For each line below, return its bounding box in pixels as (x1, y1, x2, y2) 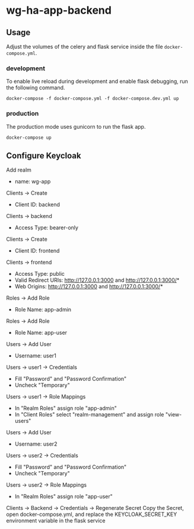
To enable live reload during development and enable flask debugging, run (6, 78, 189, 85)
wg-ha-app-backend (6, 4, 112, 17)
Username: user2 (14, 440, 58, 447)
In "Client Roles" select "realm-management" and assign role (14, 411, 164, 418)
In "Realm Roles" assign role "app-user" (14, 493, 113, 500)
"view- (165, 411, 182, 418)
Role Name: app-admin (14, 306, 72, 313)
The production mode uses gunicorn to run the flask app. (6, 123, 146, 130)
